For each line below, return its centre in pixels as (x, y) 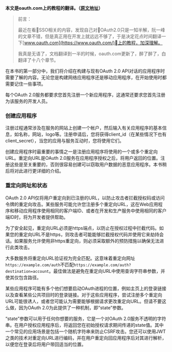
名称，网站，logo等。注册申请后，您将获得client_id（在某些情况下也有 (93, 134)
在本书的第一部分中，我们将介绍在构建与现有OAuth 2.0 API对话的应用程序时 (85, 71)
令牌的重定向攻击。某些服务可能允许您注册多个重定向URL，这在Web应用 (82, 204)
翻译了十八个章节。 (38, 60)
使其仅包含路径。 (23, 277)
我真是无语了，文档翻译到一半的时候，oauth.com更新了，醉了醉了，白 (92, 54)
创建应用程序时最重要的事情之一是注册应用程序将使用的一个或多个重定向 (81, 152)
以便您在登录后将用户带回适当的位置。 (46, 344)
